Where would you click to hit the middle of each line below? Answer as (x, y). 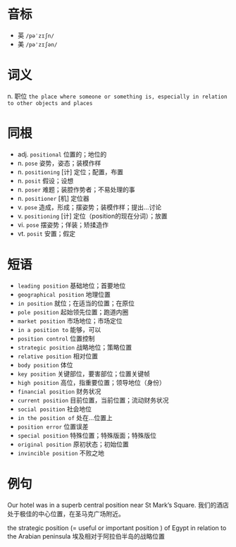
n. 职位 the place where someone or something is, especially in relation (117, 96)
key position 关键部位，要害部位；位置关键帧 (83, 374)
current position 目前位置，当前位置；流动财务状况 (93, 400)
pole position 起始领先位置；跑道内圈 (73, 312)
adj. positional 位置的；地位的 (62, 154)
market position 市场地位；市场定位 (70, 321)
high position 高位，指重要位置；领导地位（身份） (91, 382)
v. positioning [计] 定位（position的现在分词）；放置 (92, 216)
